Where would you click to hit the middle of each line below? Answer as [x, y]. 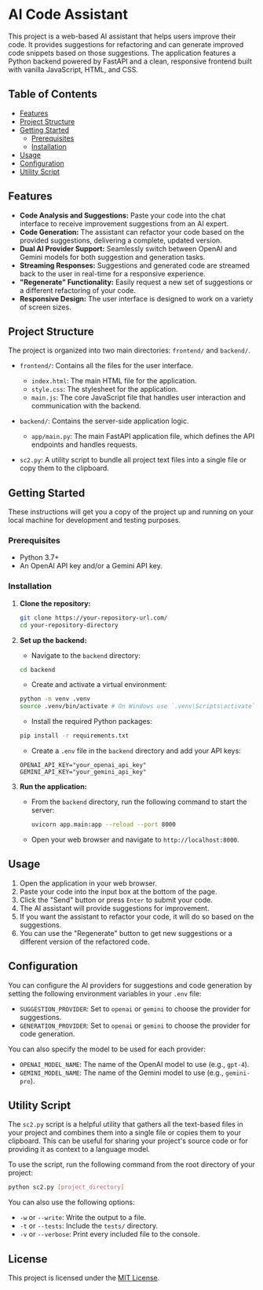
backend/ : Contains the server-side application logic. [104, 421]
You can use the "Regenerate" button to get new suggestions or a [126, 933]
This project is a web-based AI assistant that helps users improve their [122, 36]
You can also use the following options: [71, 1202]
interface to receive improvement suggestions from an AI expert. [124, 223]
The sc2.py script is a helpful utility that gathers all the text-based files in [126, 1124]
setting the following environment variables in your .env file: [105, 993]
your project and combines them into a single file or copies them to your [125, 1133]
